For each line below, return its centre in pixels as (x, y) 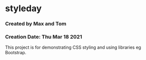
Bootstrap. (16, 53)
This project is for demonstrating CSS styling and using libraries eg (73, 47)
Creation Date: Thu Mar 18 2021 (44, 37)
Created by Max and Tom (36, 24)
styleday (23, 9)
